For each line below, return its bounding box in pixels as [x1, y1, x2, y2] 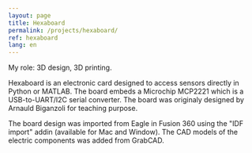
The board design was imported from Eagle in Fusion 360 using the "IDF [8, 119, 243, 128]
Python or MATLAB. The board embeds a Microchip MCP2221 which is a [8, 86, 244, 96]
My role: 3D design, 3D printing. [8, 63, 112, 72]
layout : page [8, 11, 51, 20]
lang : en [8, 41, 37, 49]
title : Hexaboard [8, 19, 66, 27]
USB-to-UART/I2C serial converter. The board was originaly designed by [8, 95, 245, 105]
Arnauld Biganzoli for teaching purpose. [8, 104, 138, 113]
